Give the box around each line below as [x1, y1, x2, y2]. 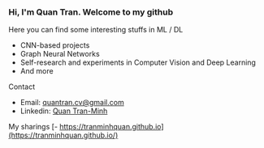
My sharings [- [8, 122, 58, 132]
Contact [8, 82, 35, 91]
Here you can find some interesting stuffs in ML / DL [8, 25, 184, 35]
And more [19, 66, 54, 76]
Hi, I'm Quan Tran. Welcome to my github [8, 6, 173, 18]
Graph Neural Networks [19, 49, 100, 59]
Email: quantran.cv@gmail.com [19, 98, 124, 108]
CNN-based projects [19, 40, 90, 50]
